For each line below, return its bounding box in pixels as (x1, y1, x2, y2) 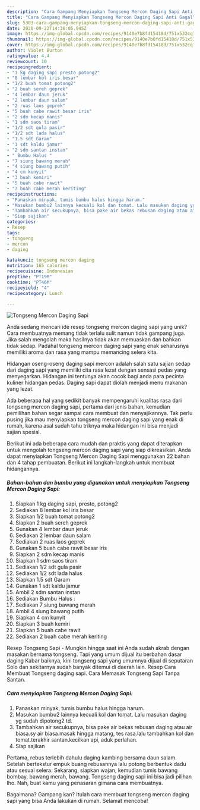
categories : (7, 219, 36, 225)
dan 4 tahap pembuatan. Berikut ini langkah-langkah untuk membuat (7, 459, 175, 466)
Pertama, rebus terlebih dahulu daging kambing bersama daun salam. (7, 754, 177, 761)
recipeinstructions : (7, 191, 58, 197)
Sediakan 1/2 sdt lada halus (15, 570, 82, 577)
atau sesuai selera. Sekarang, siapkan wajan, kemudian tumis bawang (7, 767, 178, 774)
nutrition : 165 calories (7, 263, 68, 269)
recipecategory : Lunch (7, 290, 63, 296)
